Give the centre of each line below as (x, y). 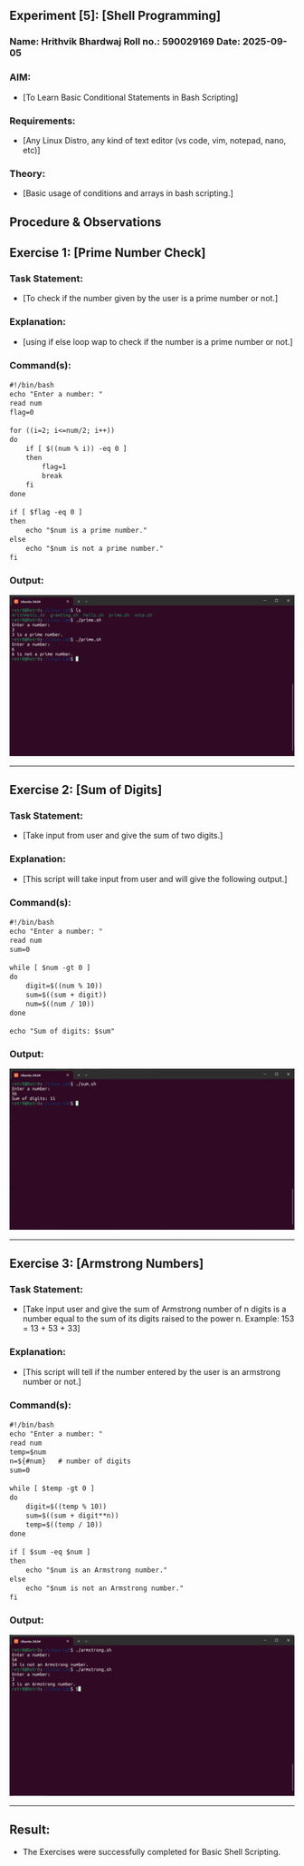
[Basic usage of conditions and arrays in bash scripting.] (128, 193)
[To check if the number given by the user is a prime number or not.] (150, 299)
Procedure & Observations (85, 222)
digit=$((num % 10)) (64, 986)
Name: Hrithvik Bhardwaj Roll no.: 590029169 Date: (125, 42)
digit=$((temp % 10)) (66, 1507)
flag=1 (54, 466)
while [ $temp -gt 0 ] (52, 1488)
